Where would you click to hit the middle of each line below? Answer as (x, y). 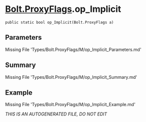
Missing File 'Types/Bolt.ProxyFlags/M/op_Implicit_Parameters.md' (73, 49)
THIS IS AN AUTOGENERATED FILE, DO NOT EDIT (56, 114)
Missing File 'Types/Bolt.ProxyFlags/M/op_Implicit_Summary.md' (71, 77)
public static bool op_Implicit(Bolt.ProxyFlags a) (59, 22)
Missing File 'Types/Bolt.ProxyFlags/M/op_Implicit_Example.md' (70, 105)
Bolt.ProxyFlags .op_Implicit (63, 9)
